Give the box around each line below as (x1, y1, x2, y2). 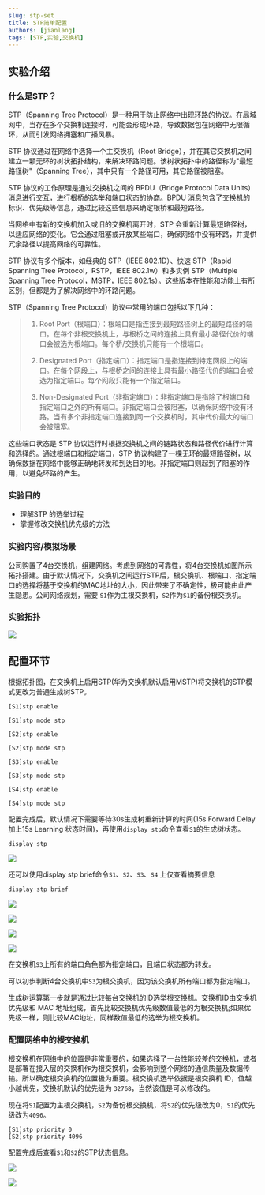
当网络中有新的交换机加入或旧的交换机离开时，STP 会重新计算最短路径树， (8, 219, 252, 229)
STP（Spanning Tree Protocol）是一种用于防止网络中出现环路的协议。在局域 (8, 110, 257, 119)
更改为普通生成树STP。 (14, 686, 91, 696)
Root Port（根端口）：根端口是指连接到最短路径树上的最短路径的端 (39, 319, 254, 329)
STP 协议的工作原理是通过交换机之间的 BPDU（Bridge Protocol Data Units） (8, 182, 255, 192)
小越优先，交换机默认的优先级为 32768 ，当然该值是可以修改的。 (8, 1083, 215, 1092)
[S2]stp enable (8, 730, 58, 738)
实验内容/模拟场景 (8, 541, 77, 552)
